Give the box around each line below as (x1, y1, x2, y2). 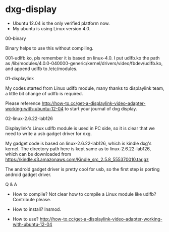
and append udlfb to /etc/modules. (5, 66, 78, 72)
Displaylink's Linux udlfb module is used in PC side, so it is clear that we (5, 125, 155, 131)
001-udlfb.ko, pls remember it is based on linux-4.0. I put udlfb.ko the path (5, 54, 160, 61)
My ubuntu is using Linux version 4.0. (12, 25, 91, 31)
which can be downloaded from (5, 151, 72, 157)
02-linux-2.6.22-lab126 (5, 115, 53, 122)
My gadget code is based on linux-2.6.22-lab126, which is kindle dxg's (5, 140, 152, 146)
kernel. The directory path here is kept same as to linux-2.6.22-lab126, (5, 145, 151, 152)
